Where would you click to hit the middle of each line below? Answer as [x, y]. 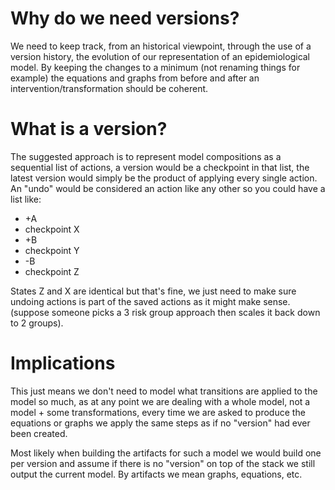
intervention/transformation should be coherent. [109, 88]
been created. [39, 433]
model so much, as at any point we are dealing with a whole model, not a [160, 401]
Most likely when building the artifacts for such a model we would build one [166, 453]
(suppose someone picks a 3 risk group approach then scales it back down [165, 312]
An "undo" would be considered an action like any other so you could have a [168, 188]
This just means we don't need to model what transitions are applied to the [164, 391]
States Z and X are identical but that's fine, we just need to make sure [153, 291]
